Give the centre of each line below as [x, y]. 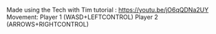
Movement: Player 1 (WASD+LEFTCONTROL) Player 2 [83, 17]
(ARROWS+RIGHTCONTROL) [48, 24]
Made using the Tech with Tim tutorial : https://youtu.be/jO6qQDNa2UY [108, 10]
